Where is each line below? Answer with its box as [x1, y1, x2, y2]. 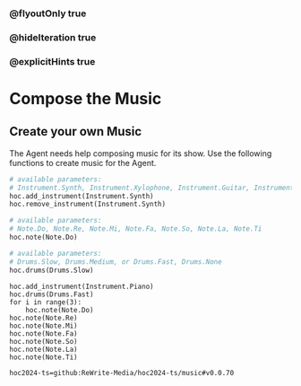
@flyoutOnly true [9, 7, 87, 20]
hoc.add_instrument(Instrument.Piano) [9, 282, 154, 291]
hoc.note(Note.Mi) [9, 321, 78, 330]
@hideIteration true [9, 31, 97, 43]
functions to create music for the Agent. [9, 157, 157, 168]
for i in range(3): [9, 297, 82, 307]
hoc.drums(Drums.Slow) [9, 266, 94, 275]
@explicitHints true [9, 55, 96, 67]
